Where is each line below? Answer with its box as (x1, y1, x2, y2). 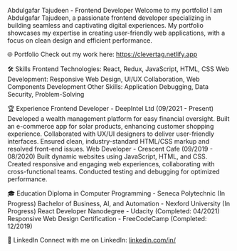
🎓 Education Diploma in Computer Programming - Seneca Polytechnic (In (7, 189, 226, 198)
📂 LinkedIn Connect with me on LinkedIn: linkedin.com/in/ (7, 236, 177, 244)
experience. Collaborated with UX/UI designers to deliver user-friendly (7, 129, 215, 138)
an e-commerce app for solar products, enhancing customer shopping (7, 122, 214, 130)
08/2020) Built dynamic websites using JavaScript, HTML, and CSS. (7, 152, 208, 161)
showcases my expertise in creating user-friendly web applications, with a (7, 28, 226, 37)
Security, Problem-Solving (7, 90, 85, 98)
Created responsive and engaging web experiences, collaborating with (7, 160, 215, 168)
